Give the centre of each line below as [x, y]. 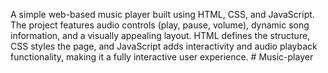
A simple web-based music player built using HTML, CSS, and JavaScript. [162, 14]
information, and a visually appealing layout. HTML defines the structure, [160, 35]
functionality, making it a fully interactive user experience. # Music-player [162, 57]
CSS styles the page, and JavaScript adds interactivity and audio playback [164, 46]
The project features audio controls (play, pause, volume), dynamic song [160, 25]
